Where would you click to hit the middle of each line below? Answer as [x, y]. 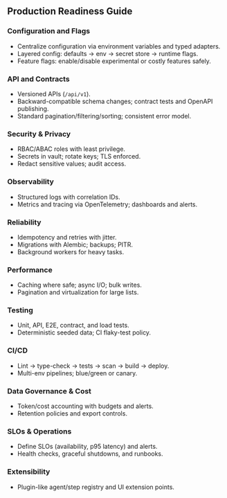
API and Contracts [39, 79]
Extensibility [29, 472]
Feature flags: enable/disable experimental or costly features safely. [114, 61]
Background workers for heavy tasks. [71, 251]
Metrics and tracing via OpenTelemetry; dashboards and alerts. [107, 204]
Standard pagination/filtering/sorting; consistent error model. [104, 116]
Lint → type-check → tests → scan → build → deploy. [93, 366]
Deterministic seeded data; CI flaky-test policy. [84, 332]
